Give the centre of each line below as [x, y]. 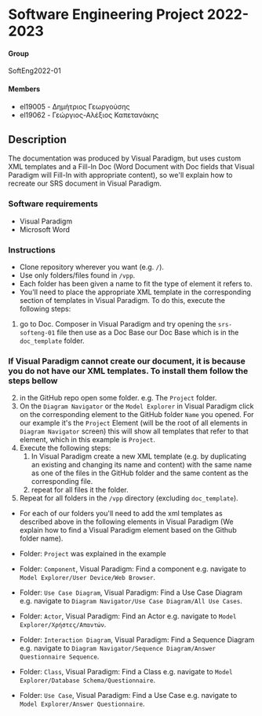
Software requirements [53, 204]
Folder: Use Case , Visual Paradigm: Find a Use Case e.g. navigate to [128, 696]
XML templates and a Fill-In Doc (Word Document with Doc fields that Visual [131, 167]
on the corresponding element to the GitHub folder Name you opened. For [136, 415]
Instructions [32, 249]
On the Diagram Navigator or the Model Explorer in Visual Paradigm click [136, 406]
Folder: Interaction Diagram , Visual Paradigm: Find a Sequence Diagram [137, 640]
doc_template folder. [52, 341]
